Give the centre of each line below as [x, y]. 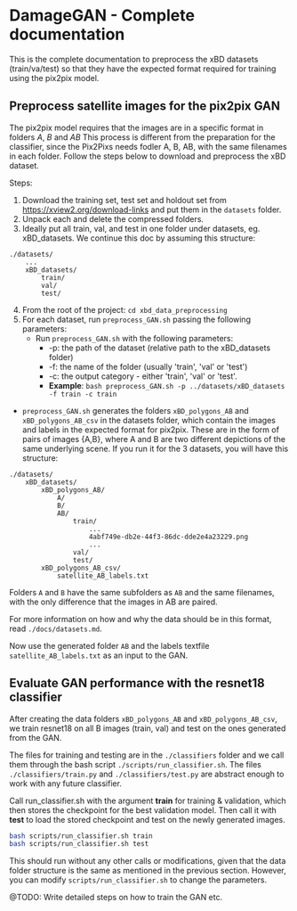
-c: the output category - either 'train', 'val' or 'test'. [143, 376]
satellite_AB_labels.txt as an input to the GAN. [99, 655]
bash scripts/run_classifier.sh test [79, 844]
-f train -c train [83, 394]
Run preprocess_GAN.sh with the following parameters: [134, 338]
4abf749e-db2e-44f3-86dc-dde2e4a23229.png [169, 537]
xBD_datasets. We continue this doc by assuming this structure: [139, 238]
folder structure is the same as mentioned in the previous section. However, [148, 871]
